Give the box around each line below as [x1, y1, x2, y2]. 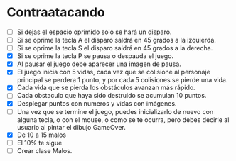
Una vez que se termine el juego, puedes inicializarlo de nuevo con [16, 107, 214, 116]
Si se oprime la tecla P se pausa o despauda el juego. [16, 52, 174, 60]
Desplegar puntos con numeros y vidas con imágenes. [16, 99, 177, 108]
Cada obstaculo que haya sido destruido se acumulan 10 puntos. [16, 91, 207, 100]
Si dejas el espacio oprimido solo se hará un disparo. [16, 28, 172, 36]
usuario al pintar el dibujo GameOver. [16, 123, 126, 131]
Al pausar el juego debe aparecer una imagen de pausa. [16, 60, 182, 68]
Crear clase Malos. [16, 146, 73, 155]
